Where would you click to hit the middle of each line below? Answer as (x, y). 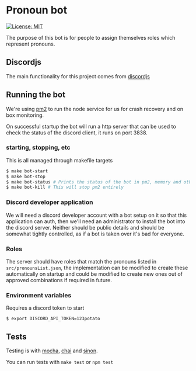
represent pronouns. (31, 44)
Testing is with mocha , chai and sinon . (52, 351)
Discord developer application (50, 202)
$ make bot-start (27, 171)
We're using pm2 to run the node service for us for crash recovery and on (95, 109)
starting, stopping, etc (38, 148)
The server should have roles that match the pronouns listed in (81, 261)
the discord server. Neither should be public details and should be (85, 227)
